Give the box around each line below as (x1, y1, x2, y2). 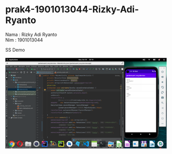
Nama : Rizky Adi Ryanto (5, 31, 57, 37)
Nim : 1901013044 (5, 37, 44, 43)
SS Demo (5, 47, 25, 53)
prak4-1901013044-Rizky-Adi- (5, 4, 139, 15)
